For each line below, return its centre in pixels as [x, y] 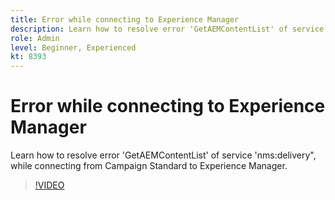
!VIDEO [49, 185]
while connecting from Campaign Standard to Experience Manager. [149, 166]
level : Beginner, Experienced [73, 47]
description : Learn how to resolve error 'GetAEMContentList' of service [167, 29]
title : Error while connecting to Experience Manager [125, 19]
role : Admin [35, 38]
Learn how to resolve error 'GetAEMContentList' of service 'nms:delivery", [163, 155]
